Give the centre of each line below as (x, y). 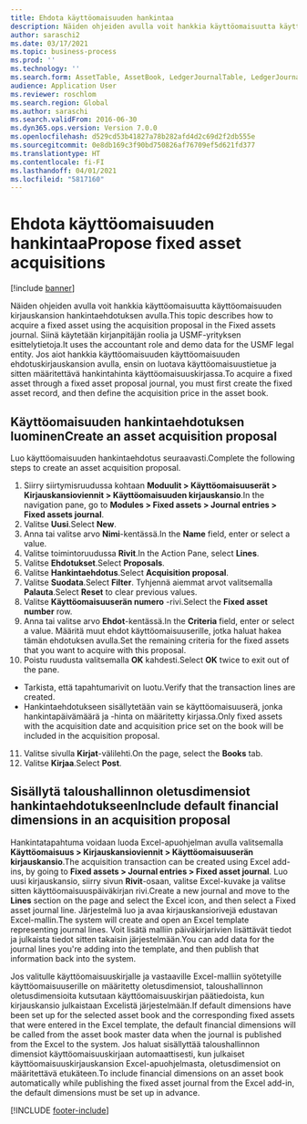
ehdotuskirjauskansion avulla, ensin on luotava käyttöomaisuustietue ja (143, 364)
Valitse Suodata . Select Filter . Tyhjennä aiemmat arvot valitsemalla (148, 582)
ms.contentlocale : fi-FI (57, 162)
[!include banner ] (43, 288)
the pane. (41, 670)
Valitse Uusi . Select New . (70, 524)
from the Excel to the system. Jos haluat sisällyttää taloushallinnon (135, 1044)
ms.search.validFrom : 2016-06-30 (74, 120)
